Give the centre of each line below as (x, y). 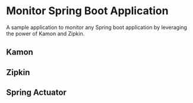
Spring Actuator (37, 93)
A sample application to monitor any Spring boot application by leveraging (96, 27)
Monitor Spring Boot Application (87, 11)
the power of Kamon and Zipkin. (45, 33)
